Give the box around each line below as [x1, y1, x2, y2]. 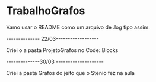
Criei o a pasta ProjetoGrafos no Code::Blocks [6, 46, 119, 54]
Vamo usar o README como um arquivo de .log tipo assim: [6, 24, 150, 31]
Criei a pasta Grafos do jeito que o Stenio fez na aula [6, 69, 135, 76]
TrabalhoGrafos [6, 4, 85, 18]
